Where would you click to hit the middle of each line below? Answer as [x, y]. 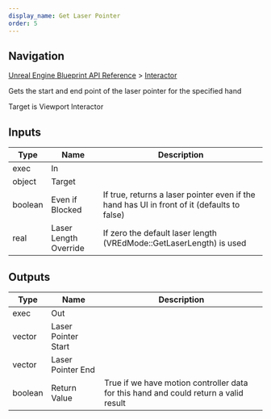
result [115, 403]
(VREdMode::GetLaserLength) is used [175, 243]
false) [114, 215]
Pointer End [73, 370]
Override [68, 249]
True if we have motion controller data [176, 383]
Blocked [67, 210]
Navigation [36, 56]
